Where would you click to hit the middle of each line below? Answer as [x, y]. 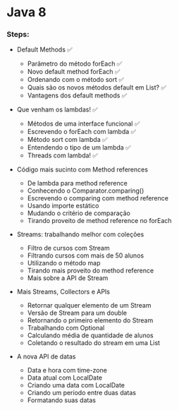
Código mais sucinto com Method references [82, 169]
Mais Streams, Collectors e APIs [63, 292]
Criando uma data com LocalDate [76, 385]
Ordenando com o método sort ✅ [76, 80]
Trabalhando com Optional [66, 328]
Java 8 [26, 12]
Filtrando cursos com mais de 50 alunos [86, 255]
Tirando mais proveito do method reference [91, 271]
